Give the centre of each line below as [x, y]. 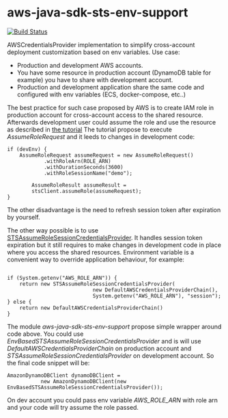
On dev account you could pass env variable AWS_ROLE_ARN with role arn [113, 400]
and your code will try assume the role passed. [73, 407]
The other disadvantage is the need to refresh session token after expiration [114, 209]
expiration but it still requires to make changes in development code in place [114, 245]
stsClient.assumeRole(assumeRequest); [87, 191]
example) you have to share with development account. [95, 79]
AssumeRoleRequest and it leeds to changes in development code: [101, 136]
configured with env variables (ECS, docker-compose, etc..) [101, 94]
